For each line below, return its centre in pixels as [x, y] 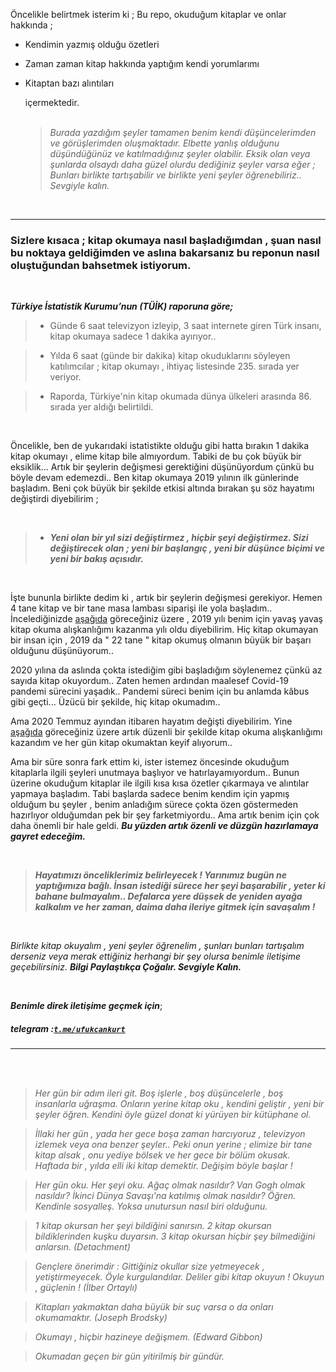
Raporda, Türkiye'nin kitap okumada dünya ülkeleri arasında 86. [180, 396]
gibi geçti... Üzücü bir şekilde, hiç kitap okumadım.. [115, 702]
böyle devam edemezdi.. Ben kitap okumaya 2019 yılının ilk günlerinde [155, 478]
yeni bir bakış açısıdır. [96, 559]
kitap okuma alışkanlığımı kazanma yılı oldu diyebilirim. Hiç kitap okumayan [164, 630]
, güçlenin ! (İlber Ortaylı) [86, 1288]
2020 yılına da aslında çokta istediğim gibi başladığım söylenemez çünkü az [166, 670]
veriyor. [65, 377]
